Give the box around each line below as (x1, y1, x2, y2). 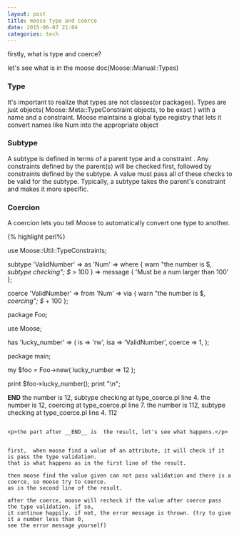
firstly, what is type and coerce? (7, 50, 102, 58)
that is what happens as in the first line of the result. (7, 460, 187, 467)
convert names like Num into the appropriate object (7, 120, 159, 129)
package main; (7, 352, 51, 361)
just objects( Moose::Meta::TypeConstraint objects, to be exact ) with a (7, 105, 216, 114)
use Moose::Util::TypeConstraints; (7, 247, 107, 255)
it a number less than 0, (7, 516, 84, 523)
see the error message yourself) (7, 522, 107, 530)
